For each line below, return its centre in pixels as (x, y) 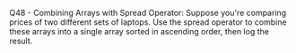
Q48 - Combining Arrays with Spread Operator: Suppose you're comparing (148, 13)
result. (21, 41)
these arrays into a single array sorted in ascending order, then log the (139, 31)
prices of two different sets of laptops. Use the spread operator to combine (148, 22)
